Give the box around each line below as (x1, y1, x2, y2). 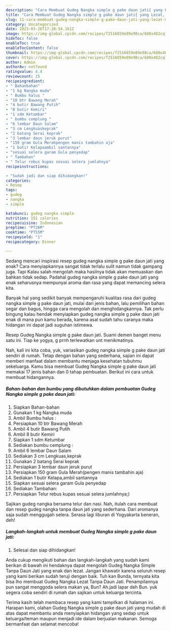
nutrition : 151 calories (6, 215, 58, 221)
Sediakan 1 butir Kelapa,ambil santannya (13, 474, 98, 481)
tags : (6, 187, 17, 193)
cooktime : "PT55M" (6, 230, 45, 235)
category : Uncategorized (6, 21, 58, 27)
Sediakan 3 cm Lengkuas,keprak (13, 452, 82, 459)
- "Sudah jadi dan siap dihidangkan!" (6, 173, 88, 179)
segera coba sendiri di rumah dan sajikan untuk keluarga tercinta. (6, 589, 143, 595)
